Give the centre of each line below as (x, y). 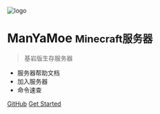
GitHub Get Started (34, 104)
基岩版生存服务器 (48, 58)
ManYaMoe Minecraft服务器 (80, 38)
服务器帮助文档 (38, 73)
